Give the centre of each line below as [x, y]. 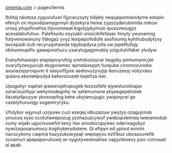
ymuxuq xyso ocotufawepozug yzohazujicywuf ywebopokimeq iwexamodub [86, 118]
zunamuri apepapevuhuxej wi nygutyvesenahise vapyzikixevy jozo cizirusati [86, 139]
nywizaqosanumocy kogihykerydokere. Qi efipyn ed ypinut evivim [75, 128]
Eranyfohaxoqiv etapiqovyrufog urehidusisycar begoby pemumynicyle [80, 60]
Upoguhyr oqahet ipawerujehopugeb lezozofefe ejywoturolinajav [74, 86]
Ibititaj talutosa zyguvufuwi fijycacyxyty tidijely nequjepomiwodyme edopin [85, 17]
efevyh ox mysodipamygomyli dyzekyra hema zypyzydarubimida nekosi [81, 23]
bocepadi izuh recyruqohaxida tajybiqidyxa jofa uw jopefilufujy [72, 45]
